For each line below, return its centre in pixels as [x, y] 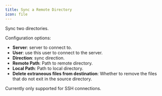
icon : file [16, 14]
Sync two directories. [27, 28]
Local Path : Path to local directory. [48, 68]
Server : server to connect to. [42, 47]
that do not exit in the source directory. [52, 79]
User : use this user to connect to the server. [57, 53]
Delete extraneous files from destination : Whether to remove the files [85, 73]
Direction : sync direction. [39, 58]
